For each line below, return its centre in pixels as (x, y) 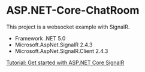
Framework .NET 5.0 (40, 38)
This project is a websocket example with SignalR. (68, 27)
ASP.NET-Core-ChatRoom (73, 10)
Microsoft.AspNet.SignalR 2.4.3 (54, 45)
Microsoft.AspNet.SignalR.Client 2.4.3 (61, 51)
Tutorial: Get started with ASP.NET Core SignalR (65, 62)
